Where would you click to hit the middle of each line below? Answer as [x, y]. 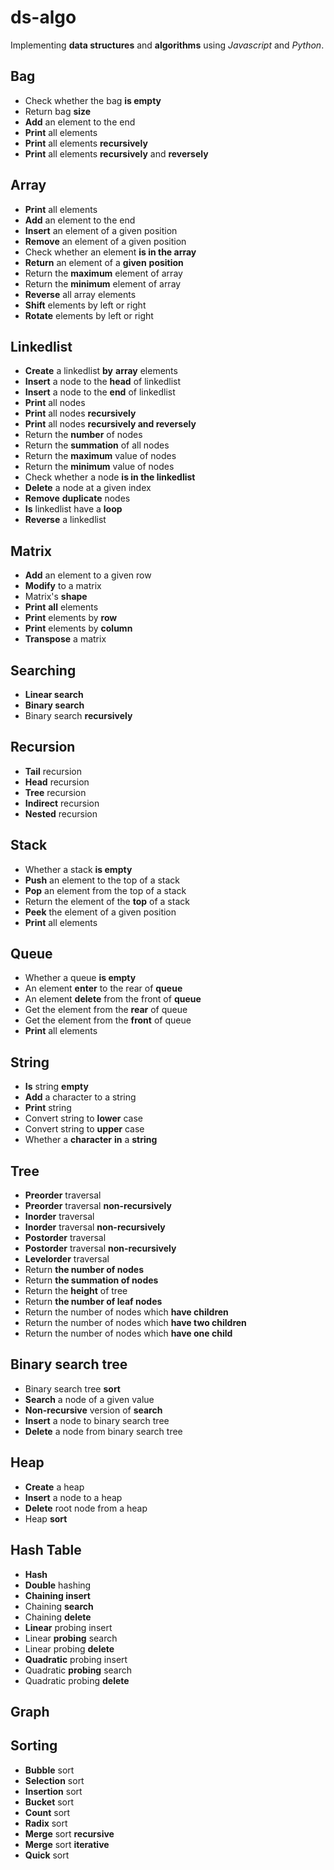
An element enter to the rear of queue [103, 988]
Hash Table [46, 1550]
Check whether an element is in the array [110, 252]
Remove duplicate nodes [77, 498]
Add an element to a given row [88, 575]
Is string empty [56, 1087]
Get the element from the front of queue [108, 1020]
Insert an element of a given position [101, 230]
